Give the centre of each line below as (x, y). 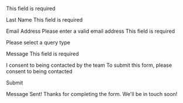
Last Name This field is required (44, 20)
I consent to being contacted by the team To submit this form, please (89, 65)
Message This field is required (42, 54)
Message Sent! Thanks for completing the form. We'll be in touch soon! (92, 94)
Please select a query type (38, 42)
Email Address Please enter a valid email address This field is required (91, 31)
